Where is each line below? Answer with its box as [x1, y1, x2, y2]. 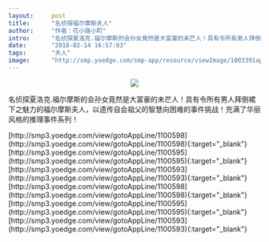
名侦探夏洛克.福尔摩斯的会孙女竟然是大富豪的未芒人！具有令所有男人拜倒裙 [8, 94, 256, 104]
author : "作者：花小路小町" [8, 26, 106, 34]
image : [8, 57, 30, 65]
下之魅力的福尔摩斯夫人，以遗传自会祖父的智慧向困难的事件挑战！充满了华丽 [8, 104, 261, 114]
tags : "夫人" [8, 49, 71, 57]
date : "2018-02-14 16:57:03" [8, 42, 127, 50]
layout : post [8, 11, 66, 20]
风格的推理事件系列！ [8, 114, 78, 124]
